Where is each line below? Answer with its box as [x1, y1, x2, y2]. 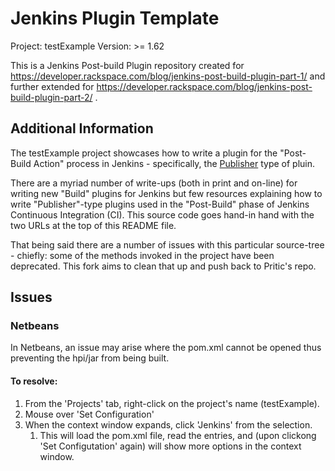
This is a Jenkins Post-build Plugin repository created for [10, 59, 245, 71]
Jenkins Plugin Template [10, 7, 220, 30]
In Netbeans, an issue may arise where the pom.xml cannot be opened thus [10, 342, 322, 354]
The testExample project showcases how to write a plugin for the [10, 147, 278, 159]
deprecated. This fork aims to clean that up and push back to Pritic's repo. [10, 260, 317, 272]
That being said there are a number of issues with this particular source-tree [10, 238, 325, 251]
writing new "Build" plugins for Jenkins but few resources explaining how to [10, 187, 323, 199]
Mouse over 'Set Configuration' [24, 408, 155, 420]
